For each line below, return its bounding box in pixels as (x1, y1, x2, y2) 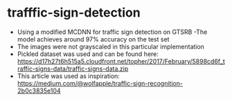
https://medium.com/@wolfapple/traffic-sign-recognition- (17, 79, 184, 87)
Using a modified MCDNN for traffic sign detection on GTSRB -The (17, 28, 208, 36)
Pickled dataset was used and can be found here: (17, 50, 159, 58)
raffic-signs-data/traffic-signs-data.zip (17, 64, 129, 73)
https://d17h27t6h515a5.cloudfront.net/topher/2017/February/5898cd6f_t (17, 57, 225, 65)
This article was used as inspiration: (17, 71, 120, 80)
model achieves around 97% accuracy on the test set (17, 35, 170, 43)
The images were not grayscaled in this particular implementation (17, 42, 204, 50)
